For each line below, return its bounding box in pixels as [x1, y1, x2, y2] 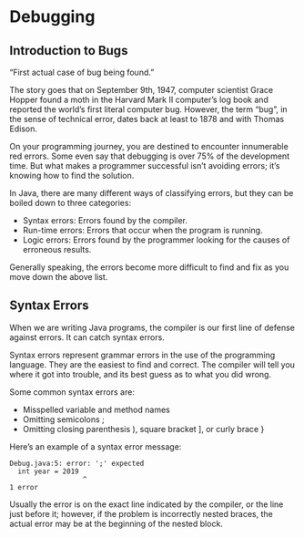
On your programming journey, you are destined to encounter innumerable [9, 141, 289, 151]
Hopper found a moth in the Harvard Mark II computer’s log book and [9, 94, 269, 105]
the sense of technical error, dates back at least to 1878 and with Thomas [9, 114, 285, 124]
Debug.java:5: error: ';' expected [9, 459, 145, 468]
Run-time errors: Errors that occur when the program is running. [22, 225, 263, 235]
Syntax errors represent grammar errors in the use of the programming [9, 349, 276, 360]
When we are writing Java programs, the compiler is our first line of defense [9, 322, 296, 333]
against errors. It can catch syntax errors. [9, 331, 166, 343]
